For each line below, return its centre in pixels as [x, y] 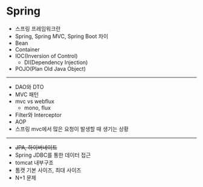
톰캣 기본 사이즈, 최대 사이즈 [48, 170]
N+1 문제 [25, 177]
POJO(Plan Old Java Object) [50, 68]
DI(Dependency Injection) [56, 62]
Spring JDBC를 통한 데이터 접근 [53, 155]
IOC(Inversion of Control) [46, 56]
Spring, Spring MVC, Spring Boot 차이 [62, 36]
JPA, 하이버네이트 [36, 147]
